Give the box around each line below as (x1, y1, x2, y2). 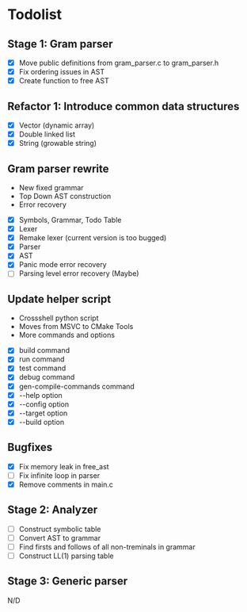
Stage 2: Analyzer (7, 503, 98, 517)
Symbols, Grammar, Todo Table (18, 216, 122, 224)
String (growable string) (18, 139, 97, 148)
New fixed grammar (18, 183, 84, 192)
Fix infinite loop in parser (18, 470, 101, 480)
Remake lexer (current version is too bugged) (18, 233, 167, 243)
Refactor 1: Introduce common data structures (7, 99, 240, 113)
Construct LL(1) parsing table (18, 551, 114, 560)
